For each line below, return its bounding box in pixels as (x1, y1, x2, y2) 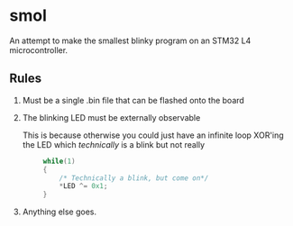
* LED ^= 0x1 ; (59, 182, 108, 191)
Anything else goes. (22, 206, 97, 217)
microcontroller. (9, 44, 69, 55)
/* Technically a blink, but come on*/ (59, 173, 209, 183)
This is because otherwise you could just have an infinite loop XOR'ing (22, 130, 284, 140)
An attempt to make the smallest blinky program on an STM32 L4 (9, 35, 252, 46)
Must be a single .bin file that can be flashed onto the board (22, 95, 245, 105)
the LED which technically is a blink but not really (22, 139, 206, 149)
